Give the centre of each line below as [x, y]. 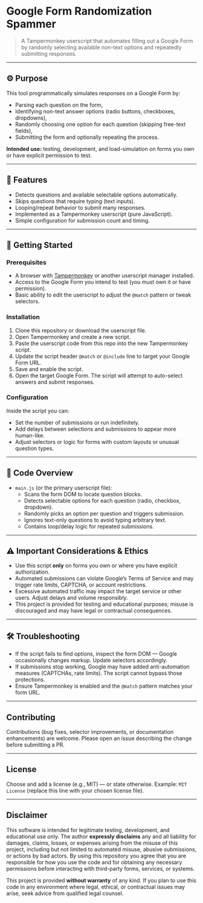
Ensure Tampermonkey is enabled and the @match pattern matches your [104, 686]
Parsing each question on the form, [59, 105]
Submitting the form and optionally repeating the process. [87, 137]
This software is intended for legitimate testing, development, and [88, 830]
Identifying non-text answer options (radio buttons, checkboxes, [95, 111]
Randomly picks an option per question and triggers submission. [104, 513]
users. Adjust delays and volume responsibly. [71, 598]
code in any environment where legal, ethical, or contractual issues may [96, 887]
